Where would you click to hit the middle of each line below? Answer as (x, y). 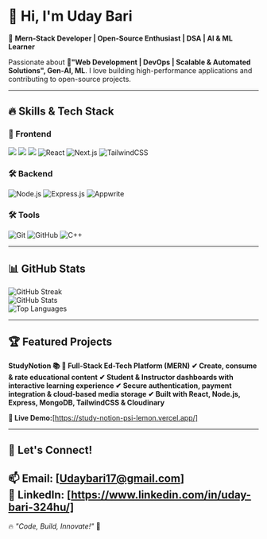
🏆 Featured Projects (60, 342)
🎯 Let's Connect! (50, 450)
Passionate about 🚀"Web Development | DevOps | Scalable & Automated (130, 62)
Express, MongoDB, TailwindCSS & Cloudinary (87, 402)
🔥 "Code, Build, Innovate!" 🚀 (54, 526)
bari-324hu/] (41, 507)
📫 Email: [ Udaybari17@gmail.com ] (97, 478)
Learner (22, 46)
